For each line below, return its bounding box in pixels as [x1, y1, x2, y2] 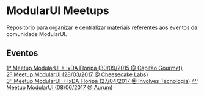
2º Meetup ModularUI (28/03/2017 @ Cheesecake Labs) [6, 71, 148, 78]
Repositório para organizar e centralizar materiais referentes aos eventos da [6, 24, 198, 31]
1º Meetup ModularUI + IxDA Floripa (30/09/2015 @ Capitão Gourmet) [6, 64, 183, 71]
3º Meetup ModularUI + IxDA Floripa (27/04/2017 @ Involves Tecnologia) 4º [6, 77, 198, 84]
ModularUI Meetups [6, 4, 110, 18]
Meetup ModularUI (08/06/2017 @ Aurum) [6, 84, 113, 91]
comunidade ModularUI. [6, 30, 67, 37]
